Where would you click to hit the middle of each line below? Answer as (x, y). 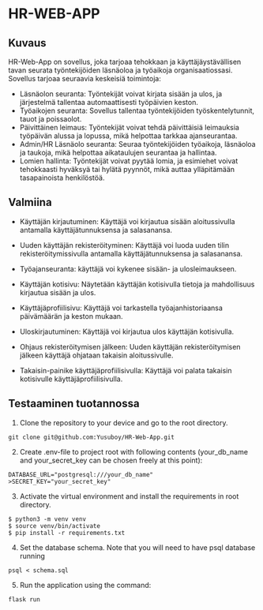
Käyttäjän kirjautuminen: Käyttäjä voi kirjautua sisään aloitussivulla (127, 221)
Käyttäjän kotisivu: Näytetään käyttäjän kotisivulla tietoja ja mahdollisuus (137, 284)
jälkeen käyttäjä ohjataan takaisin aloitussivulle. (96, 355)
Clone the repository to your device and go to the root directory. (124, 422)
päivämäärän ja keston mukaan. (71, 316)
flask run (24, 599)
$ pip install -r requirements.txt (67, 533)
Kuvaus (27, 43)
